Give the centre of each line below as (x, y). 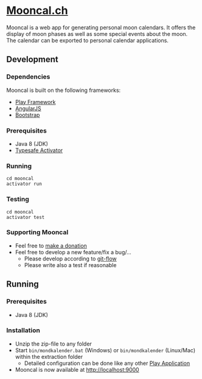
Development (33, 59)
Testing (18, 200)
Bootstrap (27, 115)
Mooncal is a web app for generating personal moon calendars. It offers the (101, 27)
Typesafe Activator (39, 150)
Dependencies (28, 77)
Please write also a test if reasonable (70, 265)
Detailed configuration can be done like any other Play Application (107, 363)
